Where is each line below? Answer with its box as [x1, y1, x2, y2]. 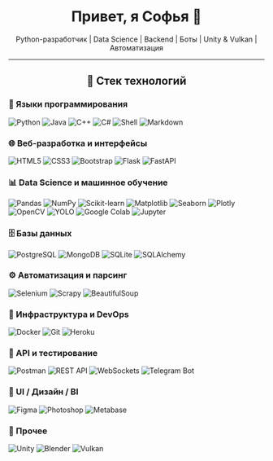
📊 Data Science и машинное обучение [8, 177, 168, 188]
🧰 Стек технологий [86, 74, 187, 88]
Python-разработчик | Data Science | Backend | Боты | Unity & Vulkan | [15, 34, 258, 44]
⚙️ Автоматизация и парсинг [8, 270, 128, 281]
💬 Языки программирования [8, 99, 128, 110]
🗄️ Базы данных [8, 228, 72, 239]
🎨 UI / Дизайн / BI [8, 386, 79, 397]
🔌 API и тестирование [8, 348, 98, 359]
